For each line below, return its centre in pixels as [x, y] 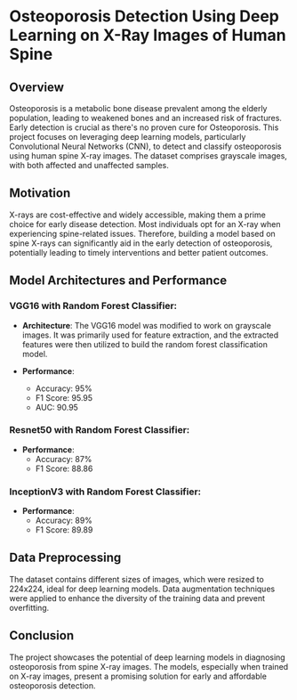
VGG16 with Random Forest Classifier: [93, 306]
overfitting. [29, 607]
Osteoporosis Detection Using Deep [144, 16]
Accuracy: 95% [64, 388]
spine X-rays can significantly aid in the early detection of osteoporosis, [141, 243]
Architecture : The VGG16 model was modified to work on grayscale [146, 325]
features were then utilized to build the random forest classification [145, 344]
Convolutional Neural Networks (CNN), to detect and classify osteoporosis [145, 146]
